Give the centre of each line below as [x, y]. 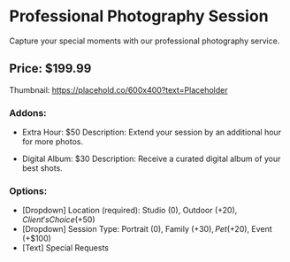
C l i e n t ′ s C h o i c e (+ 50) [58, 220]
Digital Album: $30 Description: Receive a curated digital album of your [151, 159]
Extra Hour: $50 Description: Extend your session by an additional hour [151, 132]
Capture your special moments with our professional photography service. [145, 41]
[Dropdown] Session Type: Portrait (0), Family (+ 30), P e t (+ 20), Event [147, 229]
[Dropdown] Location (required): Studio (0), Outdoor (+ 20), [130, 211]
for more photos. [53, 142]
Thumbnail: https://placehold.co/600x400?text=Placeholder [118, 89]
